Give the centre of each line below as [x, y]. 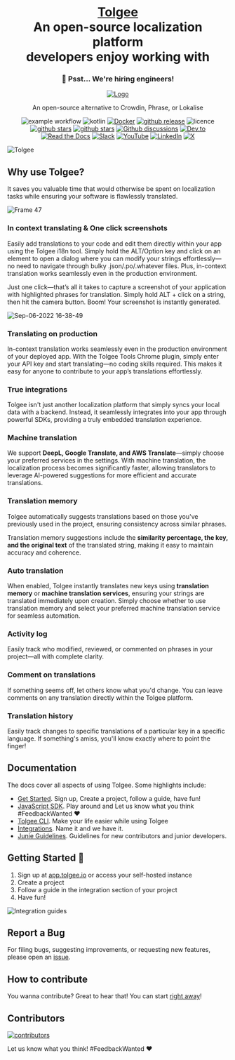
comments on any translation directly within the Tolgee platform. [100, 697]
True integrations [38, 389]
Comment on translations [52, 675]
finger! [17, 746]
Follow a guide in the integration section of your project [97, 889]
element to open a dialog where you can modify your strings [94, 258]
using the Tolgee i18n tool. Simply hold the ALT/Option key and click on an [114, 251]
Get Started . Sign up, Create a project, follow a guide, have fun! [109, 798]
